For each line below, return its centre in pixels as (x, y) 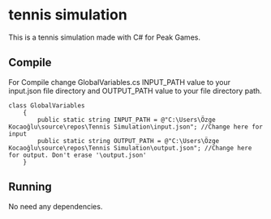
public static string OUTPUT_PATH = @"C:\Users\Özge (129, 141)
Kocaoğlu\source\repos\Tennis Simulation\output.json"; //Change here (130, 148)
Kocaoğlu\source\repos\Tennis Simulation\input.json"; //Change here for (136, 127)
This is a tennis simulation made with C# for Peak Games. (105, 37)
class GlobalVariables (47, 105)
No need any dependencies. (56, 206)
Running (30, 187)
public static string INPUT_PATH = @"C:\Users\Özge (127, 120)
